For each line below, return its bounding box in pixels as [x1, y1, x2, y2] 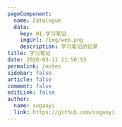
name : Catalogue [13, 17, 61, 24]
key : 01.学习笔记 [20, 30, 67, 37]
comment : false [7, 83, 52, 90]
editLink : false [7, 89, 55, 96]
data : [13, 23, 30, 30]
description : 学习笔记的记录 [20, 43, 98, 50]
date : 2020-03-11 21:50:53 [7, 56, 87, 64]
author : [7, 96, 30, 103]
